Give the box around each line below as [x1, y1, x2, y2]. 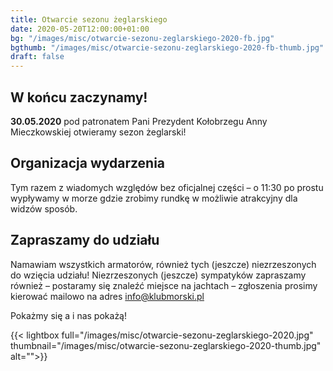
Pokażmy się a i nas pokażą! [10, 309, 127, 321]
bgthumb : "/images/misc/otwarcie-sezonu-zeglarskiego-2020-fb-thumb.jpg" [10, 42, 325, 53]
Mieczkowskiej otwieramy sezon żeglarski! [10, 126, 187, 138]
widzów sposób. [10, 202, 78, 215]
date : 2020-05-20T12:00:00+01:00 [10, 24, 150, 34]
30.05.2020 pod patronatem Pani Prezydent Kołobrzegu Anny [10, 115, 268, 127]
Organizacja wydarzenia [10, 155, 166, 172]
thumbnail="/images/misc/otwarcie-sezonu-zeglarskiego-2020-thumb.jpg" [10, 339, 322, 351]
